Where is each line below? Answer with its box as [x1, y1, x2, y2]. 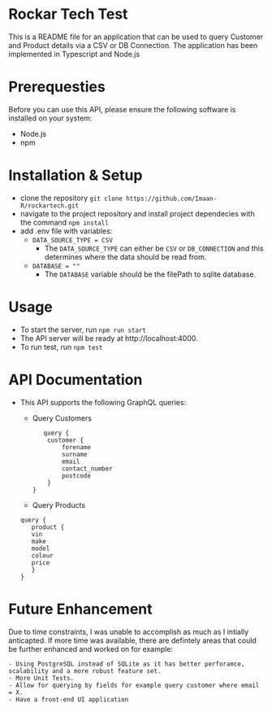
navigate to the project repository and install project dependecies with [19, 208, 255, 218]
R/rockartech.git [19, 201, 80, 210]
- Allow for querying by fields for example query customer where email [8, 681, 260, 689]
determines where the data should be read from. [44, 251, 207, 261]
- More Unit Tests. [8, 674, 75, 682]
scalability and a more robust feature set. [8, 666, 162, 675]
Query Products [32, 500, 86, 509]
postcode [61, 471, 92, 480]
